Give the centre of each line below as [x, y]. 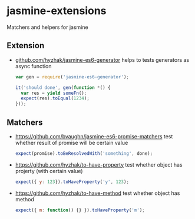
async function [33, 66]
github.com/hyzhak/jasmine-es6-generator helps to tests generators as [102, 59]
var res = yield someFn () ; [54, 93]
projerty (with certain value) [49, 171]
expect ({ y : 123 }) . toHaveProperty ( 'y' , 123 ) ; [72, 182]
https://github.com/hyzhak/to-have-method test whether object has [97, 193]
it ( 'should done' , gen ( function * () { [63, 87]
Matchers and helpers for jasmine [47, 27]
